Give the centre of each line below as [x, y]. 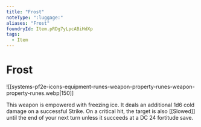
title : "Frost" [25, 12]
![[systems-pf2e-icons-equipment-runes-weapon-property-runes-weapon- [101, 86]
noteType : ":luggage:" [35, 18]
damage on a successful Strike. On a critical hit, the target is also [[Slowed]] [101, 111]
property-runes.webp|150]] [40, 93]
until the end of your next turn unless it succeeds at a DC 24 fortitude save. [100, 117]
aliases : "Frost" [28, 23]
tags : [13, 34]
